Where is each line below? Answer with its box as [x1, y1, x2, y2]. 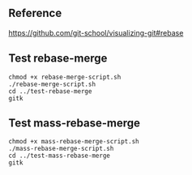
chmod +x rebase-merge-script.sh [8, 73, 122, 81]
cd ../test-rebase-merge [8, 87, 92, 96]
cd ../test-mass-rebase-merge [8, 152, 111, 160]
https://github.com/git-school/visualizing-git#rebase [8, 28, 184, 37]
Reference [8, 6, 62, 20]
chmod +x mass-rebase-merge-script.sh [8, 138, 139, 146]
